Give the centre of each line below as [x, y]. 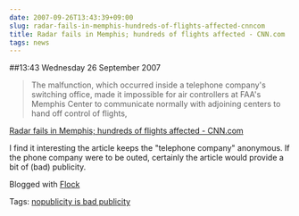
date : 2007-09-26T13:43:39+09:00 [71, 17]
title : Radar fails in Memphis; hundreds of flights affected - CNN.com [147, 34]
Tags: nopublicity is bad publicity [70, 202]
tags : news [29, 42]
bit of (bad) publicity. [48, 167]
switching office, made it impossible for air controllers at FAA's [146, 95]
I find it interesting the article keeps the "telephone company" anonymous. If [149, 148]
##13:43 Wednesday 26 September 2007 [85, 68]
